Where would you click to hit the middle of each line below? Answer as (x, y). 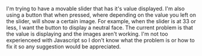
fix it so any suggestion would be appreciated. (64, 46)
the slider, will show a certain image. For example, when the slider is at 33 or (101, 21)
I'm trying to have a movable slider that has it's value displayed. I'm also (96, 9)
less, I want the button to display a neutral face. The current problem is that (100, 27)
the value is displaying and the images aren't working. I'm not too (87, 34)
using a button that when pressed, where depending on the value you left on (101, 15)
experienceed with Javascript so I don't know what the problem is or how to (100, 40)
